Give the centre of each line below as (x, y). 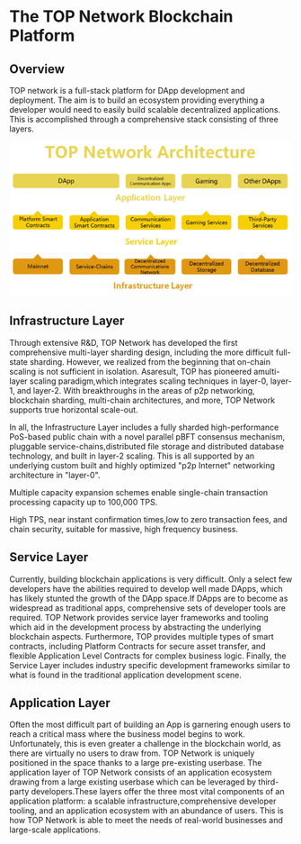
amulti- (266, 371)
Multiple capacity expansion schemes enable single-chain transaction (139, 492)
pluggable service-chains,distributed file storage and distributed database (147, 446)
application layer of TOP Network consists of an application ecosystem (141, 773)
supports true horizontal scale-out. (74, 409)
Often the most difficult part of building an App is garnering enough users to (150, 725)
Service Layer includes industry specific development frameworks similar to (150, 665)
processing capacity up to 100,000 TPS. (84, 502)
